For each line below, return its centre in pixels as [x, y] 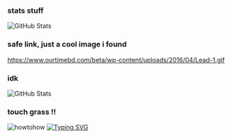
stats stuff [26, 11]
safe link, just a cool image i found [67, 45]
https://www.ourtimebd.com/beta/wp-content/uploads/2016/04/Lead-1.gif [116, 59]
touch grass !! [32, 112]
